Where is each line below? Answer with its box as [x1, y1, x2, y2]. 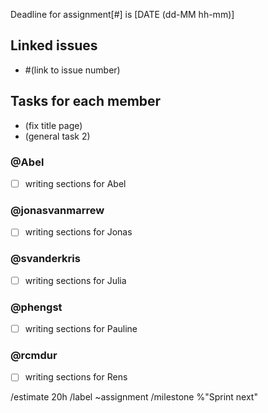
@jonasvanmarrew [10, 203, 105, 217]
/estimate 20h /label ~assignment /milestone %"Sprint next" [10, 391, 258, 403]
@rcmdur [10, 348, 58, 362]
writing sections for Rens [24, 371, 128, 383]
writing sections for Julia [24, 274, 127, 286]
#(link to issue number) [24, 64, 121, 76]
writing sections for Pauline [24, 323, 138, 334]
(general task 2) [24, 130, 91, 142]
